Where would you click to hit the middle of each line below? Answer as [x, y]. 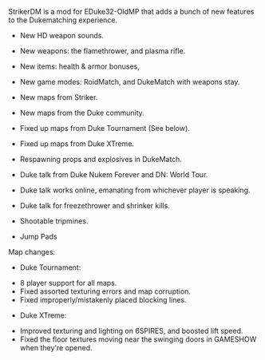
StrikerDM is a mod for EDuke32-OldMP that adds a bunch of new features [131, 12]
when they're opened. [56, 348]
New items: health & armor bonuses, [79, 66]
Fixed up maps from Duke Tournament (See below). [105, 128]
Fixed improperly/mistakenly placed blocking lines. [103, 300]
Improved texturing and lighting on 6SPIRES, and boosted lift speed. [131, 331]
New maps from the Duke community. [82, 113]
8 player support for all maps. [68, 283]
